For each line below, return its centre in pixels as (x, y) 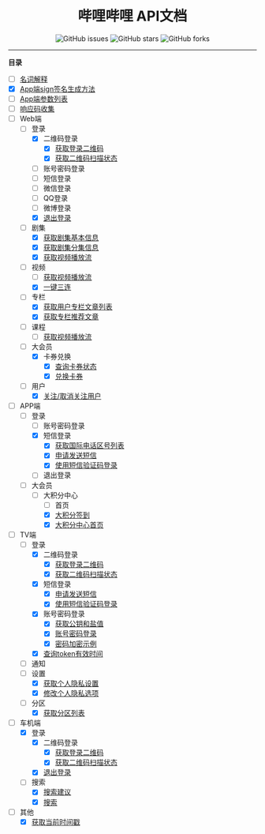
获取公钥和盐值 (79, 624)
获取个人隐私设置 (71, 683)
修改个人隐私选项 (71, 693)
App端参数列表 (44, 99)
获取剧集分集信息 (71, 247)
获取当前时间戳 (56, 821)
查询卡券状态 (76, 366)
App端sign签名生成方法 (58, 89)
